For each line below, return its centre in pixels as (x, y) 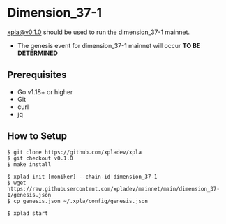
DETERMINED (37, 53)
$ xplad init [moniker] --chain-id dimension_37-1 (82, 177)
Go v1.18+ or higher (45, 91)
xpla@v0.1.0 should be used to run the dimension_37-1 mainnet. (99, 32)
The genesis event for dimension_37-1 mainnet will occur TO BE (109, 45)
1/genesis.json (29, 195)
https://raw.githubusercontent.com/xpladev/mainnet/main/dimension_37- (113, 189)
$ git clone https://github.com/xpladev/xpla (74, 152)
